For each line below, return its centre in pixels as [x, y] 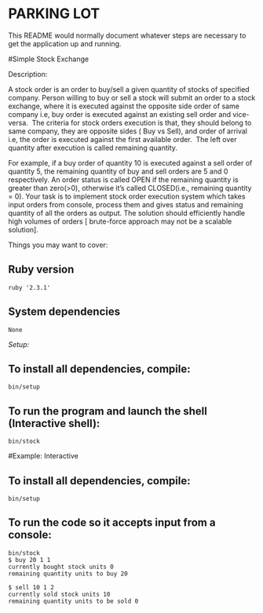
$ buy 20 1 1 [29, 560]
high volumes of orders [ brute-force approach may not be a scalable [120, 221]
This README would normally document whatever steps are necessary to [127, 35]
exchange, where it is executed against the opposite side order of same [124, 106]
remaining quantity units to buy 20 [68, 574]
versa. [18, 122]
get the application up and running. [65, 43]
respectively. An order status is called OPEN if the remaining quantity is [123, 179]
